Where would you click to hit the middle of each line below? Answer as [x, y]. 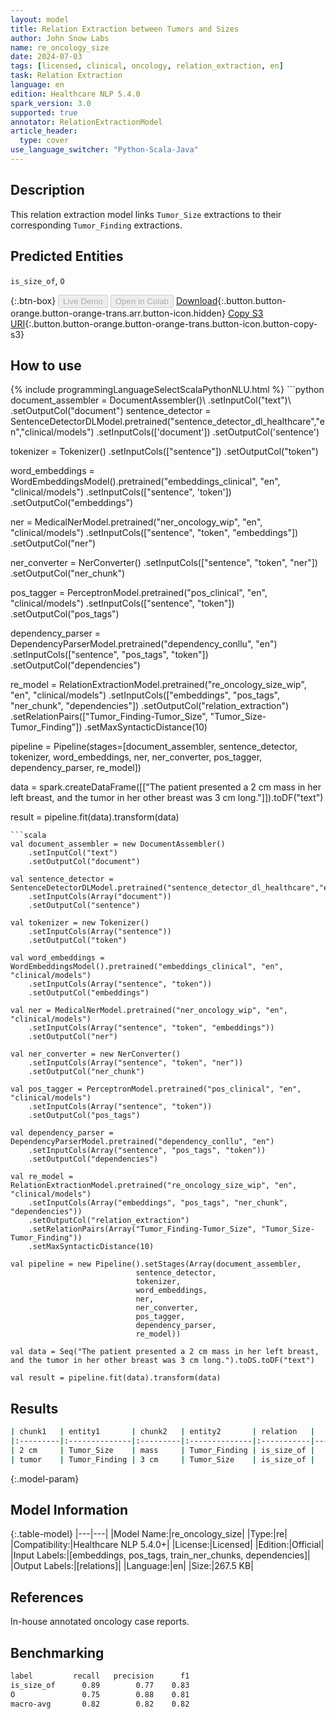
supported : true [44, 112]
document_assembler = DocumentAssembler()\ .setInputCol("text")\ [151, 400]
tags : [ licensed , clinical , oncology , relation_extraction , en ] [147, 66]
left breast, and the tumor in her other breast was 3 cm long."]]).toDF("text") [167, 798]
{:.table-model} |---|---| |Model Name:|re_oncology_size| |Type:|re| [149, 1534]
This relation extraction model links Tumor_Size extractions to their [146, 214]
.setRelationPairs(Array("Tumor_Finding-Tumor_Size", [142, 1229]
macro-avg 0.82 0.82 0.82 [100, 1704]
